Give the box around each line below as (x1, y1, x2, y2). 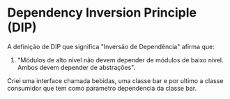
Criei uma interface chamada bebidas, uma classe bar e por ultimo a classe (7, 76, 224, 84)
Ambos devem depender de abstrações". (17, 63, 136, 71)
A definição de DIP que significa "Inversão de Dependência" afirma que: (7, 42, 215, 51)
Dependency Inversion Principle (7, 5, 197, 21)
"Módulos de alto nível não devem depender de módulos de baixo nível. (17, 55, 224, 64)
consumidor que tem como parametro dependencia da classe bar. (7, 84, 197, 92)
